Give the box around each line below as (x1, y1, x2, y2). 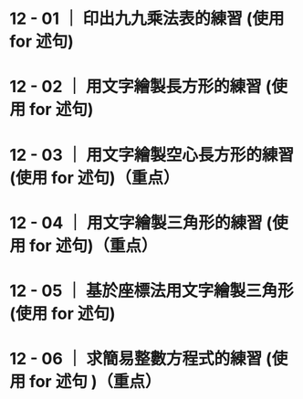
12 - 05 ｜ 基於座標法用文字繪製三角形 (9, 280, 294, 301)
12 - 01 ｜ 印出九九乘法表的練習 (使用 (9, 8, 285, 29)
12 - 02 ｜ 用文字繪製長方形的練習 (9, 77, 262, 97)
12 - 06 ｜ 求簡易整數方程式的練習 (9, 349, 263, 370)
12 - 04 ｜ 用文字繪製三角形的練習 (9, 212, 263, 233)
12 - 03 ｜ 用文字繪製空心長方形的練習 (9, 144, 295, 165)
